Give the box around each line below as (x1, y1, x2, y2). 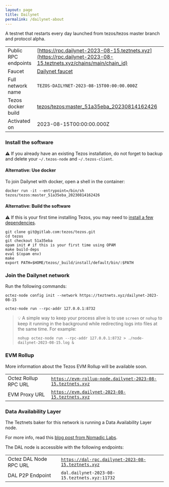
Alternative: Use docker (5, 167, 56, 174)
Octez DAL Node (8, 455, 47, 462)
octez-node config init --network (5, 293, 78, 298)
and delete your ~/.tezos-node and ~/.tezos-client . (5, 155, 114, 161)
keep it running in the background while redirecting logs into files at (17, 320, 157, 327)
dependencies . (5, 220, 36, 226)
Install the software (5, 139, 54, 146)
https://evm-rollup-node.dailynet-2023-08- (51, 376, 157, 381)
